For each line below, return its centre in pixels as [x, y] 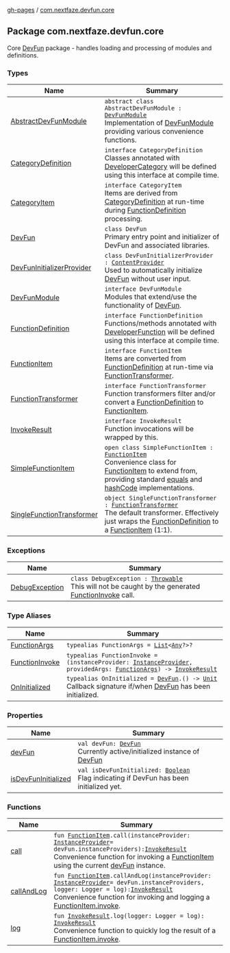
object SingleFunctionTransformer [161, 498]
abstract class [129, 101]
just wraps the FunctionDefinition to [162, 522]
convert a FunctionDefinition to [154, 402]
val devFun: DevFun [110, 744]
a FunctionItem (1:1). [138, 530]
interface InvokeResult [143, 421]
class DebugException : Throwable [127, 579]
